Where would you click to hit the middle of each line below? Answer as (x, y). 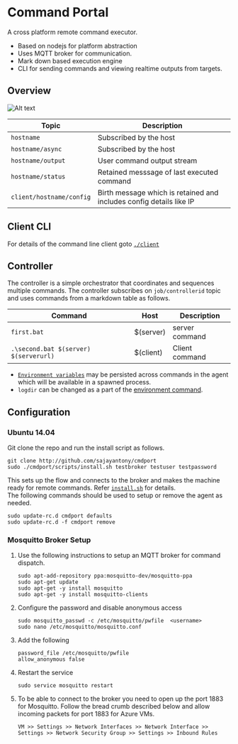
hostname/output (38, 160)
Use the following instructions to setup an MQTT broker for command (119, 556)
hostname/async (36, 149)
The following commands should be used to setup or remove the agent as (115, 495)
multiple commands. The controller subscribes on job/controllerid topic (114, 291)
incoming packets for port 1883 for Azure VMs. (86, 714)
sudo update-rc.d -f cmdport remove (61, 522)
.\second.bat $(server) (51, 349)
